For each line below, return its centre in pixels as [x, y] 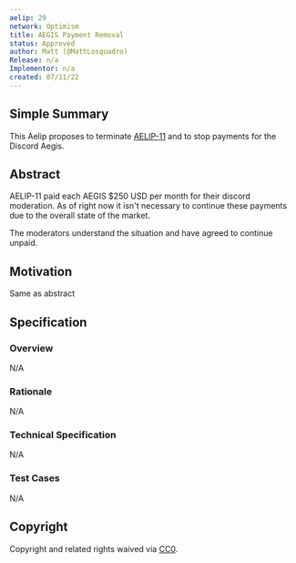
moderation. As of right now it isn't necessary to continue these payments [148, 206]
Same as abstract [42, 293]
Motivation [41, 271]
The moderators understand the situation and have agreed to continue [141, 233]
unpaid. [24, 243]
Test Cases [35, 478]
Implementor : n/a [42, 69]
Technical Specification [63, 435]
